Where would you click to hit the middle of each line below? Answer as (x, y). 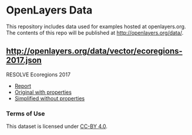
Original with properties (43, 92)
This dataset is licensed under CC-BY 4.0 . (57, 126)
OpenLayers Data (49, 10)
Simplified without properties (50, 98)
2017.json (24, 60)
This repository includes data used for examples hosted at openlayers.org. (96, 26)
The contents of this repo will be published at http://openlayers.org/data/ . (95, 32)
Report (23, 86)
